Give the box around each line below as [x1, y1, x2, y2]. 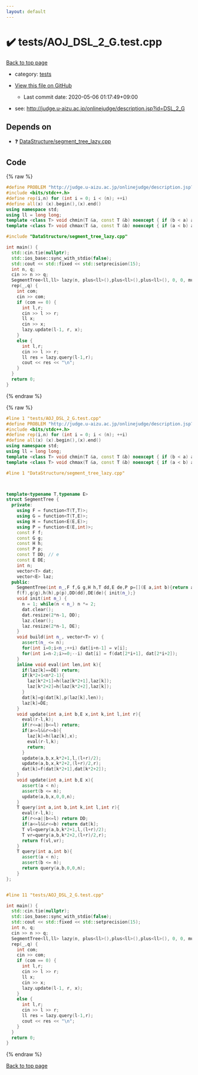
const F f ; [16, 530, 44, 535]
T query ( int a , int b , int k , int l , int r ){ [16, 805, 120, 811]
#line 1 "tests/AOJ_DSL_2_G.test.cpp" [6, 415, 101, 421]
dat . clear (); [21, 606, 54, 612]
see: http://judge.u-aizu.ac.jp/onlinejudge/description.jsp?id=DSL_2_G [14, 105, 186, 112]
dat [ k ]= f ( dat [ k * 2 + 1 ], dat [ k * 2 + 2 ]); [21, 766, 107, 772]
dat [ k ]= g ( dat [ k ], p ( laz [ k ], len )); [21, 695, 104, 700]
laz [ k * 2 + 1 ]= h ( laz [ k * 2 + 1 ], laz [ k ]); [27, 678, 112, 684]
